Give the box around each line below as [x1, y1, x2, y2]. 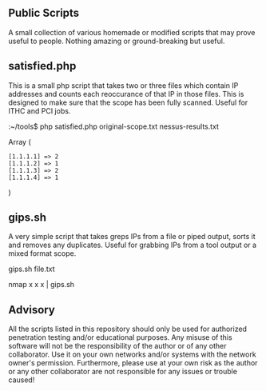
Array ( [8, 137, 31, 146]
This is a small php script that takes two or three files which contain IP [8, 80, 239, 90]
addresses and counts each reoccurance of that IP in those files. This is [8, 89, 244, 98]
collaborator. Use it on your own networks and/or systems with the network [8, 349, 257, 359]
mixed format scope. [8, 249, 77, 258]
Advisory [8, 303, 56, 317]
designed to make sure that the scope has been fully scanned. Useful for [8, 98, 248, 107]
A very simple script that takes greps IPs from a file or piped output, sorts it [8, 232, 256, 241]
